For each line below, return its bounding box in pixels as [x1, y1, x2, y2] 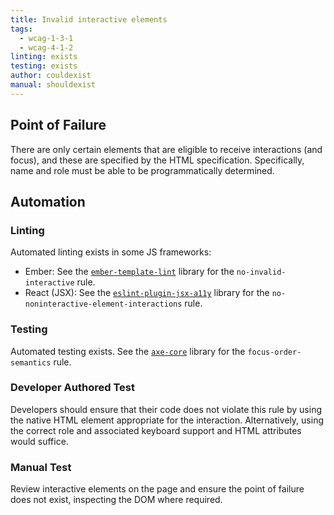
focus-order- [247, 347, 302, 357]
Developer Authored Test [10, 381, 135, 395]
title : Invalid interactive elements [10, 14, 168, 25]
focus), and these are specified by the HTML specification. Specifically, [10, 154, 305, 166]
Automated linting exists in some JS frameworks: [10, 246, 212, 258]
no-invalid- [236, 267, 287, 278]
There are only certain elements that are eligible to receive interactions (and [10, 143, 323, 155]
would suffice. [10, 435, 69, 447]
